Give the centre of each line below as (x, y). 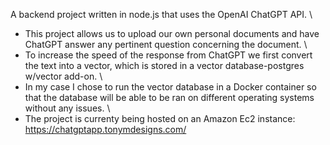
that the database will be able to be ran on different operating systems (169, 97)
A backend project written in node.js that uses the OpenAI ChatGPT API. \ (161, 14)
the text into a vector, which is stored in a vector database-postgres (164, 65)
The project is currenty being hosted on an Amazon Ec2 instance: (160, 118)
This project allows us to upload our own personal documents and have (172, 33)
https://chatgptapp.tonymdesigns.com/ (105, 129)
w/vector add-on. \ (63, 76)
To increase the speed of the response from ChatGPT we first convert (168, 55)
